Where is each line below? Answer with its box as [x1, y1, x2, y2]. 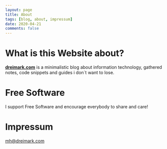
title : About [5, 12, 32, 17]
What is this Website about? [5, 48, 124, 59]
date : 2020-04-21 [5, 21, 41, 27]
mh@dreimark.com [5, 137, 45, 143]
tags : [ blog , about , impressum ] [5, 17, 72, 22]
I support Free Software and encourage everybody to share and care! [5, 104, 148, 109]
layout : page [5, 7, 32, 13]
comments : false [5, 26, 39, 31]
